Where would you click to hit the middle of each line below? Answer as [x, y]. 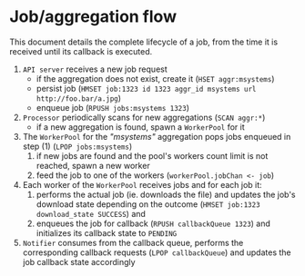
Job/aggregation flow [93, 17]
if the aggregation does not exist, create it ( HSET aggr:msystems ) [155, 78]
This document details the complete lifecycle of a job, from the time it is [144, 42]
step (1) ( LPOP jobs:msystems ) [77, 146]
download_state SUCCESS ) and [91, 213]
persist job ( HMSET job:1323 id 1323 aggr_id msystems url [146, 88]
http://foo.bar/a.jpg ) [78, 98]
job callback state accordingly [79, 261]
